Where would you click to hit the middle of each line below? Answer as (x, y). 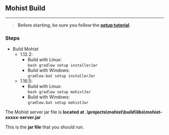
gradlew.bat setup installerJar (61, 76)
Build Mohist (25, 49)
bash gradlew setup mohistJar (59, 92)
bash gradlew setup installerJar (63, 65)
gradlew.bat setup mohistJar (58, 103)
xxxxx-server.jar (23, 117)
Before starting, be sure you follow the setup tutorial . (74, 25)
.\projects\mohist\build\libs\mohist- (124, 112)
